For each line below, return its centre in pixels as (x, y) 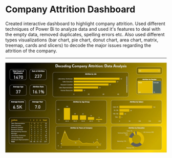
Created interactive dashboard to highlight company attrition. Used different (85, 24)
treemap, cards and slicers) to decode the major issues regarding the (78, 45)
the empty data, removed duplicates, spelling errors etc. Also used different (85, 34)
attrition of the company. (31, 51)
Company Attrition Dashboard (70, 9)
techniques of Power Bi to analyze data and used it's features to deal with (83, 29)
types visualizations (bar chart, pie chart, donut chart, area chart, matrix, (82, 40)
